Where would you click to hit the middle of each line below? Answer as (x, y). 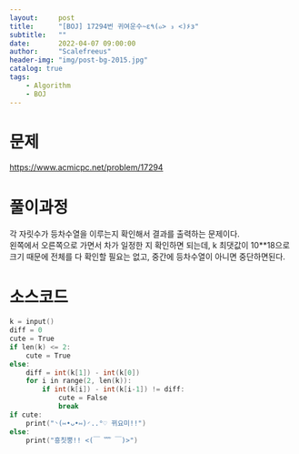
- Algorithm (48, 86)
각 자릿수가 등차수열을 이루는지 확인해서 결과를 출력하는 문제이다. (125, 234)
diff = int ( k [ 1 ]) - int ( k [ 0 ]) (83, 373)
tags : (20, 77)
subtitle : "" (38, 35)
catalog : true (36, 69)
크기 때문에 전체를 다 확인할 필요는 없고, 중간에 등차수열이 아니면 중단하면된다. (148, 257)
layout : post (42, 18)
